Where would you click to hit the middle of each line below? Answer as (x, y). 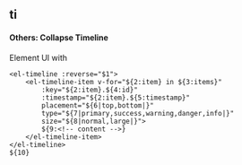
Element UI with (39, 57)
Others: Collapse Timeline (59, 37)
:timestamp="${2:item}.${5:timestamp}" (116, 98)
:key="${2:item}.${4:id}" (90, 90)
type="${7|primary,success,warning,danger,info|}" (138, 113)
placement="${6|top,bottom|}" (98, 105)
